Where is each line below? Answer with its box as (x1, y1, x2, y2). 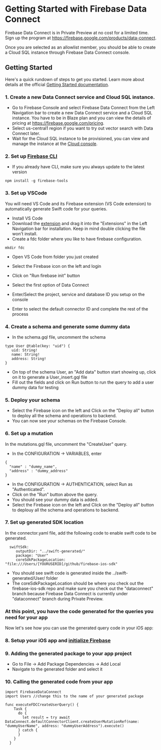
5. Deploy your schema (5, 396, 60, 403)
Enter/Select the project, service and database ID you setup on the (12, 291, 145, 297)
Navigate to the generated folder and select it (12, 666, 103, 672)
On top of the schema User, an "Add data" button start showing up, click (12, 369, 156, 375)
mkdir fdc (5, 245, 25, 250)
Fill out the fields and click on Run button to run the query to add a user (12, 379, 154, 385)
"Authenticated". (12, 486, 45, 492)
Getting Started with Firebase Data (5, 3, 147, 15)
